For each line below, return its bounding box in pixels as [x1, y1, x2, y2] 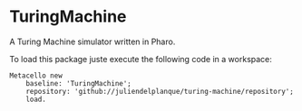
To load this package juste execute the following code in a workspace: [9, 53, 272, 64]
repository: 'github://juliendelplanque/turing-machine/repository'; [25, 87, 295, 96]
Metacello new [9, 70, 63, 80]
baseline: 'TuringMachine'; [25, 79, 132, 88]
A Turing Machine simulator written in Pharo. [9, 36, 176, 47]
